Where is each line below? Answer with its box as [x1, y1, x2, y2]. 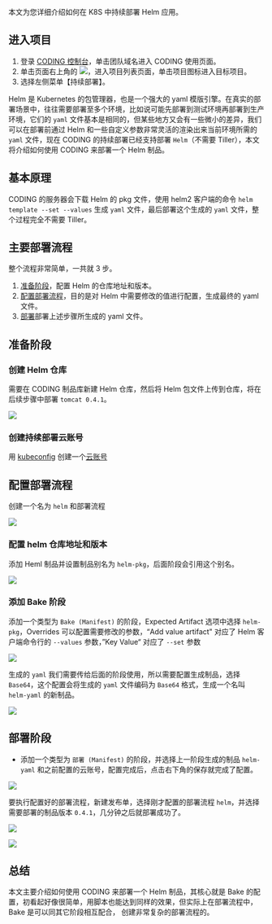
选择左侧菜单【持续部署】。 [19, 77, 110, 86]
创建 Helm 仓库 [8, 364, 67, 375]
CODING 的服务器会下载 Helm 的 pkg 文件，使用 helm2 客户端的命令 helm [8, 194, 253, 204]
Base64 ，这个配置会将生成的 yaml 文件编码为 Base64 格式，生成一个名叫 [8, 679, 246, 690]
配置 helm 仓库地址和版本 [8, 539, 108, 550]
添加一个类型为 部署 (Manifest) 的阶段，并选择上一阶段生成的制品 [19, 754, 241, 764]
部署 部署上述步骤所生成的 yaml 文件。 [19, 312, 148, 322]
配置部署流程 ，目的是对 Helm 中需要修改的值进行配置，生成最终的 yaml [19, 291, 260, 301]
